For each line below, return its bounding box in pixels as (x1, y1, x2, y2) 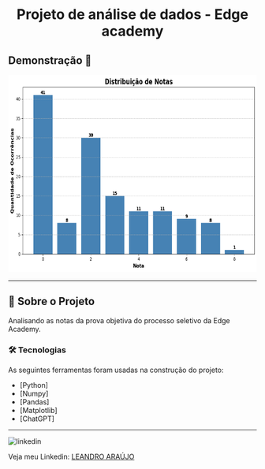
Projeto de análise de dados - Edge (17, 6, 248, 24)
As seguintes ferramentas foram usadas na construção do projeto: (8, 365, 224, 375)
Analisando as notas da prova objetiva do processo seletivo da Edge (8, 315, 230, 325)
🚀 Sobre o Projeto (8, 295, 95, 308)
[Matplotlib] (19, 406, 58, 415)
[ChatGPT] (19, 414, 55, 423)
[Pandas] (19, 397, 50, 407)
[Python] (19, 381, 49, 390)
